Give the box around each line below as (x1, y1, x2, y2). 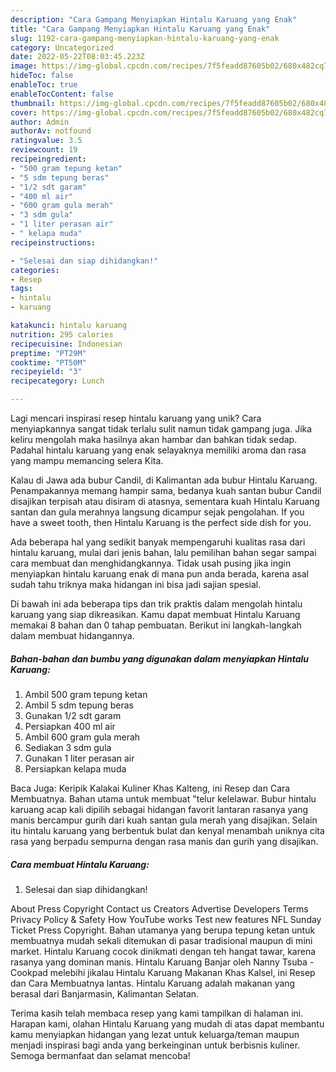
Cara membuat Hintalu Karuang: (10, 858, 150, 870)
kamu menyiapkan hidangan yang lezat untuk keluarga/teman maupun (10, 1028, 300, 1040)
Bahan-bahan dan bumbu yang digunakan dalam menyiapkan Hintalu (10, 652, 310, 665)
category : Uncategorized (10, 42, 114, 53)
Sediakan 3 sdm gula (24, 741, 112, 753)
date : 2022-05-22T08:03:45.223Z (10, 52, 145, 62)
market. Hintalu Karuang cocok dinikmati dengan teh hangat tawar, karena (10, 945, 317, 957)
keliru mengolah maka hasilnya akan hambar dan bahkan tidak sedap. (10, 434, 298, 445)
